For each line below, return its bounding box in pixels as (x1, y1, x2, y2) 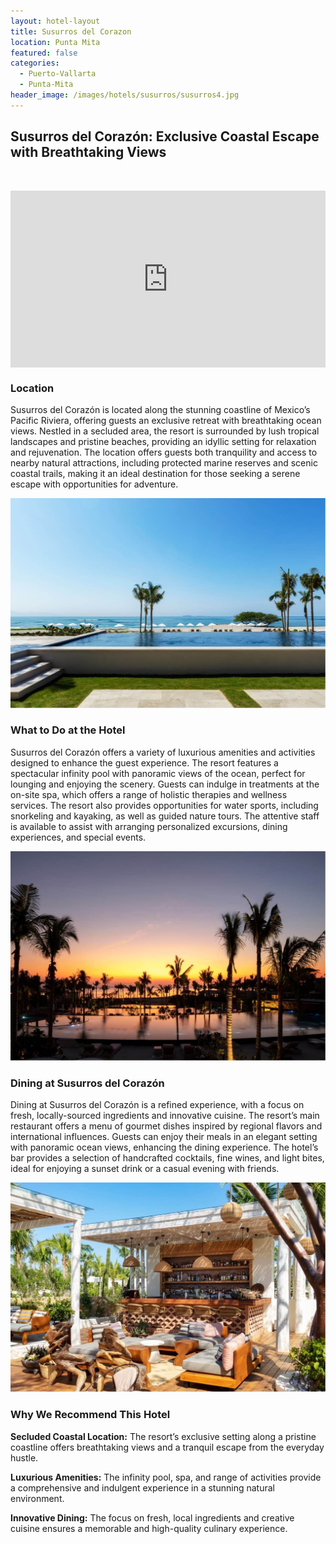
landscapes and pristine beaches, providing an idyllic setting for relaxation (10, 436, 317, 448)
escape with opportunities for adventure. (10, 478, 179, 490)
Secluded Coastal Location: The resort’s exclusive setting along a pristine (10, 1430, 317, 1442)
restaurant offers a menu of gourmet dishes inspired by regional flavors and (10, 1120, 323, 1132)
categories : (10, 58, 60, 69)
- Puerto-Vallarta (19, 69, 97, 79)
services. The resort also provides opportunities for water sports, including (10, 799, 319, 811)
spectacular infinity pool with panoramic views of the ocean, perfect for (10, 767, 306, 779)
